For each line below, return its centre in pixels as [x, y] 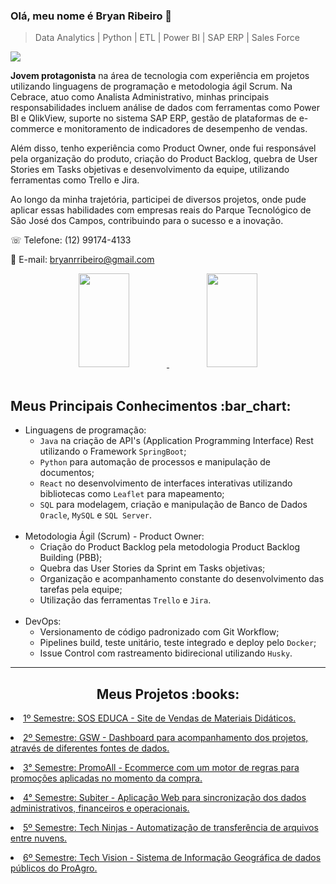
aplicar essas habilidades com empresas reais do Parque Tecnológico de [161, 210]
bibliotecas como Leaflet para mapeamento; [132, 494]
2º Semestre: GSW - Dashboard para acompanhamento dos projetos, [166, 737]
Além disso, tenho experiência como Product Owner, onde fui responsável [163, 148]
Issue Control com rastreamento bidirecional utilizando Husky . [166, 653]
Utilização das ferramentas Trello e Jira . [125, 600]
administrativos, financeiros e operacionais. [100, 808]
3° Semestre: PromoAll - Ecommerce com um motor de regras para [161, 767]
